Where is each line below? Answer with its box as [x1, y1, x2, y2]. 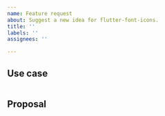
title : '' [7, 23, 36, 30]
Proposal [7, 98, 47, 110]
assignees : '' [7, 36, 48, 43]
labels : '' [7, 29, 39, 37]
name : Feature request [7, 10, 72, 17]
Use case [7, 67, 48, 79]
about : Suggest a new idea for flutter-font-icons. [7, 17, 159, 23]
